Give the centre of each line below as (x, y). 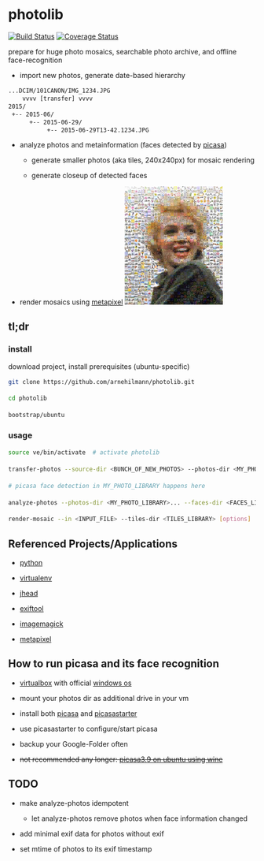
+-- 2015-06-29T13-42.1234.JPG (98, 130)
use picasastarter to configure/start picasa (89, 729)
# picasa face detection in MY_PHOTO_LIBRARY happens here (107, 486)
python (31, 562)
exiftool (32, 608)
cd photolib (27, 399)
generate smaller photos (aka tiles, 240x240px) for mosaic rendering (143, 160)
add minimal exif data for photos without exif (92, 833)
